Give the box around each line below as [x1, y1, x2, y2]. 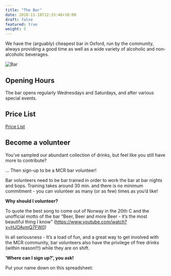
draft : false [5, 17, 33, 22]
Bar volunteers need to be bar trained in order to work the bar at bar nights [5, 177, 162, 183]
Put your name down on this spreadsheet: [5, 264, 93, 271]
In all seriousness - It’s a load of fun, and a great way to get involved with [5, 234, 159, 240]
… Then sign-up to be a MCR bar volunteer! [5, 167, 97, 173]
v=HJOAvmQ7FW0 [5, 224, 45, 230]
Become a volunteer [5, 139, 70, 147]
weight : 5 [5, 27, 27, 32]
